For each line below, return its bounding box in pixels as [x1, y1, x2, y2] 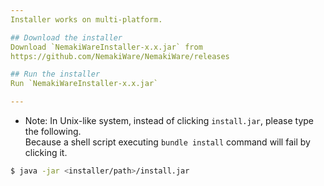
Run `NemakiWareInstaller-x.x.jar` [10, 79, 159, 89]
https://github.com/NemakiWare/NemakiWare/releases [10, 51, 230, 61]
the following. [24, 126, 82, 137]
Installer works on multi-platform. [10, 14, 163, 25]
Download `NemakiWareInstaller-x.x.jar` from [10, 42, 203, 52]
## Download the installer [10, 32, 123, 43]
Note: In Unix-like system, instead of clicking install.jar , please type [24, 115, 314, 126]
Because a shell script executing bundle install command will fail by [24, 136, 311, 148]
